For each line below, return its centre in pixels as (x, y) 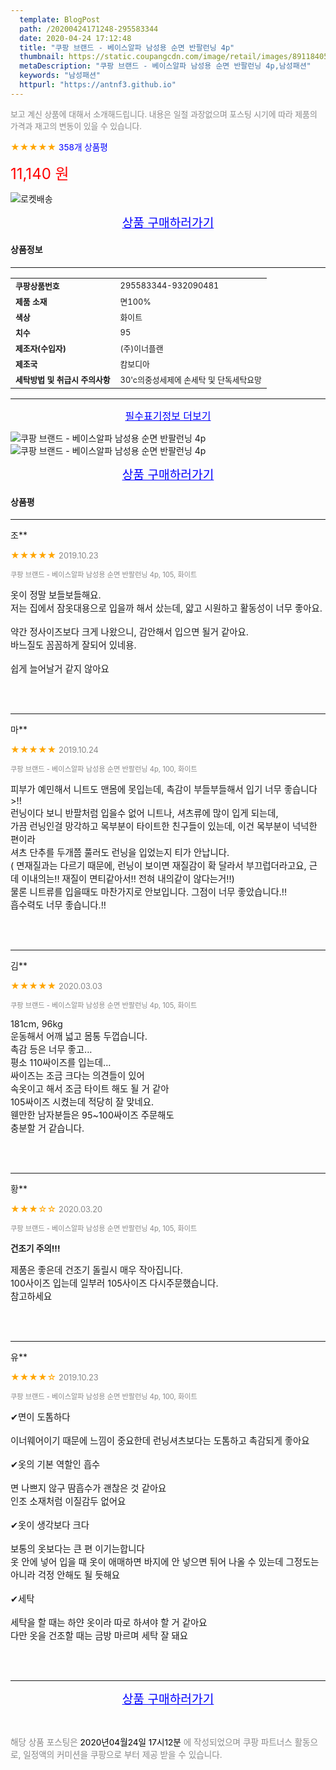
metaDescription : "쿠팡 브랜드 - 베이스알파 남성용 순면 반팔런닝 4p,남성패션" (165, 66)
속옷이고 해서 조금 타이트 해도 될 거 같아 (90, 1089)
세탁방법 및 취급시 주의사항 (63, 379)
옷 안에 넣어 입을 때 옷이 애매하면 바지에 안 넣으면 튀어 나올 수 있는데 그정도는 (165, 1562)
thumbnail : (42, 57)
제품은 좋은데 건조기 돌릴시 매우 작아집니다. (96, 1270)
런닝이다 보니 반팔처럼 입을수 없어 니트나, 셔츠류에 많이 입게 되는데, (144, 813)
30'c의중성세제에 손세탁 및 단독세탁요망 (190, 379)
